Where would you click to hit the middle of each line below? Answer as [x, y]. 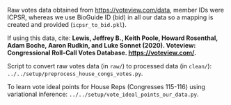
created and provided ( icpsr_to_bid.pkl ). [67, 25]
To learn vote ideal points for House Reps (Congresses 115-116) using [106, 87]
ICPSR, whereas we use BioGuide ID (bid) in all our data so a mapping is [110, 17]
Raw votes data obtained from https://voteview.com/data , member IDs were [116, 10]
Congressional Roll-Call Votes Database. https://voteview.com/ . [102, 52]
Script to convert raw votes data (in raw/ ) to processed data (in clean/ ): [110, 66]
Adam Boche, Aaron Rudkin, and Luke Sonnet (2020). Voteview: [102, 45]
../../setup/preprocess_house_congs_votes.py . [75, 73]
